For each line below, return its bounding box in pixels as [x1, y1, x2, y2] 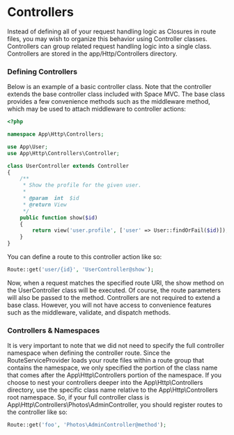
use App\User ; [7, 143, 49, 150]
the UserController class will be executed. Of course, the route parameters [7, 286, 221, 294]
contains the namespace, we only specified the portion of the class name [7, 363, 218, 372]
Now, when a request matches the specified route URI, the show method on [7, 278, 224, 287]
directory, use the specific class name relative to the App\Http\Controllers [7, 386, 218, 394]
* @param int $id [22, 195, 79, 202]
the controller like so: [7, 408, 68, 416]
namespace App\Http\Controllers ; [7, 131, 104, 138]
